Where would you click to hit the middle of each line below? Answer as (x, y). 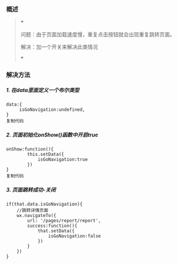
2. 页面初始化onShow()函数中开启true (52, 135)
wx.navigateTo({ (37, 216)
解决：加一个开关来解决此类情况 (59, 47)
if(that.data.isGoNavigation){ (44, 204)
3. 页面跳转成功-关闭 (31, 189)
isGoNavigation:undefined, (52, 110)
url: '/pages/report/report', (64, 221)
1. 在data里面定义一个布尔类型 (43, 90)
